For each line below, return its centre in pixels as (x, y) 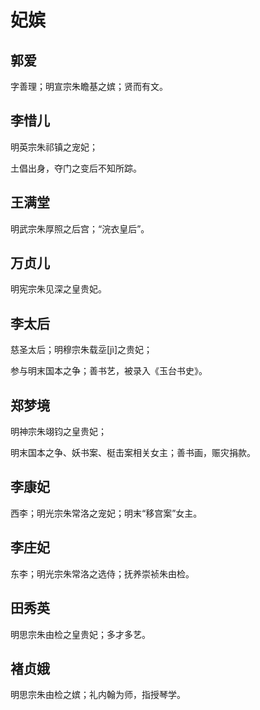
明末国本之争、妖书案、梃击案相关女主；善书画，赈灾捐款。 (133, 453)
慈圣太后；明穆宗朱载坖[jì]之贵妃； (81, 350)
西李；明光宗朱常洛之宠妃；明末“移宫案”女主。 (106, 513)
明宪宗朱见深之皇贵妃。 (58, 289)
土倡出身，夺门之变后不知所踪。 (76, 168)
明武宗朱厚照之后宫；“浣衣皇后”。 (80, 228)
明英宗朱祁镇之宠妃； (54, 147)
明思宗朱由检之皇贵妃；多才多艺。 (80, 634)
